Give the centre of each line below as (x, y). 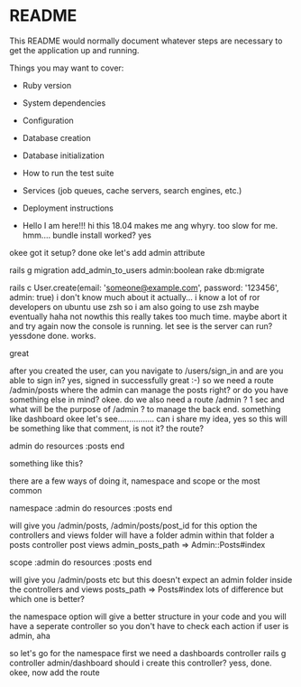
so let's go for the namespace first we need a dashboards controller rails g (148, 653)
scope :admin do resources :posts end (81, 562)
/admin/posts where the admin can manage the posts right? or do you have (149, 390)
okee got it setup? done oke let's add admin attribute (107, 252)
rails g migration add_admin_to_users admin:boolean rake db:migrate (137, 270)
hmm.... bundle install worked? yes (87, 235)
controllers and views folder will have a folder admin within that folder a (142, 535)
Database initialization (64, 155)
